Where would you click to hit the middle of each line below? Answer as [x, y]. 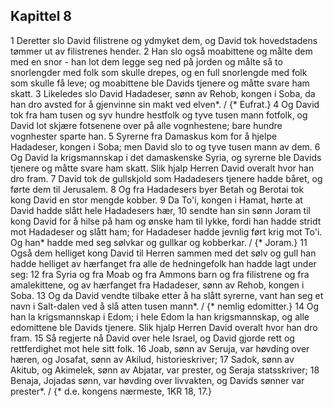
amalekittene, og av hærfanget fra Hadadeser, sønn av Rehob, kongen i [157, 285]
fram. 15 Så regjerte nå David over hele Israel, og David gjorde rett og [152, 338]
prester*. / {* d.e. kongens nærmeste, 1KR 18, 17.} [111, 391]
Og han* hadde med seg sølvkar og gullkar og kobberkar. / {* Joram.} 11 [159, 242]
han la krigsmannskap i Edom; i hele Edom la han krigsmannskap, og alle [160, 316]
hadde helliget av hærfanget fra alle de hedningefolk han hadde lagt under [163, 263]
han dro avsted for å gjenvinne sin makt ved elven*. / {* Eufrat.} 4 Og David [165, 104]
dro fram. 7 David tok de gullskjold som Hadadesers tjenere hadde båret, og [166, 178]
